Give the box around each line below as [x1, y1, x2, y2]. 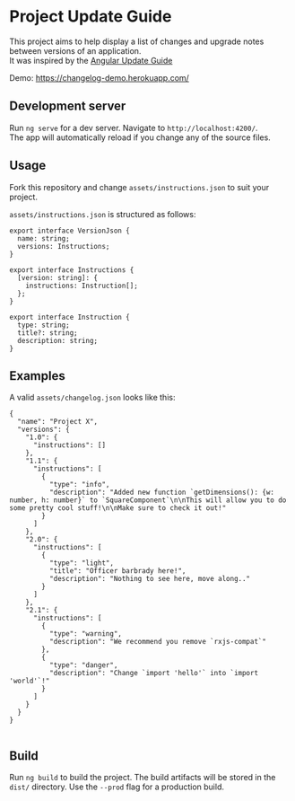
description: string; [17, 336, 99, 345]
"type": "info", [48, 480, 110, 489]
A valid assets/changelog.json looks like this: [9, 392, 176, 403]
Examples [9, 368, 65, 383]
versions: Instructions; [17, 242, 110, 251]
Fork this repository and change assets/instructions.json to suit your [9, 181, 270, 192]
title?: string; [17, 328, 78, 338]
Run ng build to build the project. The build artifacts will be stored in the [9, 772, 276, 783]
